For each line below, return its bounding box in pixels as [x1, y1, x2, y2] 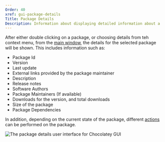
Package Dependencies [12, 107, 61, 113]
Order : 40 [5, 7, 26, 12]
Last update [12, 65, 37, 71]
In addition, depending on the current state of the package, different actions [5, 116, 160, 122]
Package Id [12, 55, 36, 61]
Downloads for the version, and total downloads [12, 97, 110, 103]
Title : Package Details [5, 16, 54, 21]
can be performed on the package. [5, 122, 77, 128]
